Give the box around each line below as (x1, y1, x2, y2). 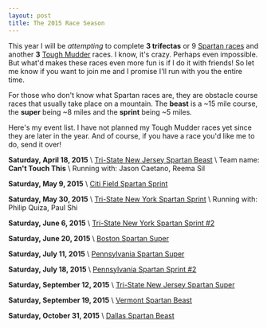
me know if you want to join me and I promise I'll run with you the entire (8, 66, 243, 76)
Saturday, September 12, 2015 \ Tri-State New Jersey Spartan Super (8, 279, 235, 289)
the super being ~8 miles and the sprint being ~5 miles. (8, 107, 193, 116)
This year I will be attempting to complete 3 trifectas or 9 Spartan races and (8, 41, 259, 50)
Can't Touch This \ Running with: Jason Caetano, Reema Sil (8, 163, 206, 173)
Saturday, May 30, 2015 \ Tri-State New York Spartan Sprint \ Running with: (8, 194, 257, 204)
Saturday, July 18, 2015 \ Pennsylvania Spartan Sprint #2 (8, 264, 197, 274)
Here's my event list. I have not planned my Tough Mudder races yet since (8, 123, 253, 132)
